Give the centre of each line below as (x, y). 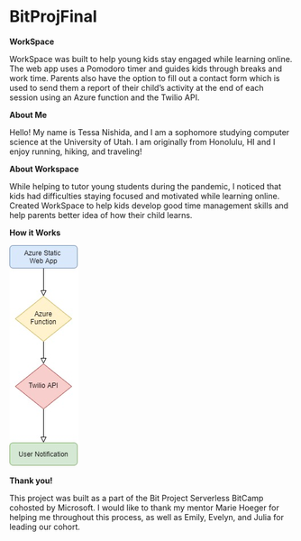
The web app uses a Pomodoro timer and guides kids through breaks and (146, 69)
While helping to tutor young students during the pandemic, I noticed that (146, 186)
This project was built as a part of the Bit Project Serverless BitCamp (137, 498)
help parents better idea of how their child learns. (101, 215)
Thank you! (31, 481)
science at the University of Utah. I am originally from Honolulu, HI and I (142, 142)
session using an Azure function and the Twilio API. (105, 97)
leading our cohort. (45, 527)
